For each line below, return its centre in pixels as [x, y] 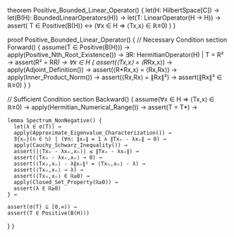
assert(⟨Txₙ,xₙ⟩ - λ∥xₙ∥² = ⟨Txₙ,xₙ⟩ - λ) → [80, 164]
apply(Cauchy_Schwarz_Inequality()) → [71, 145]
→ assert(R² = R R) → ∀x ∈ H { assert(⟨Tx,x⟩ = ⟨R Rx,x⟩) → [90, 62]
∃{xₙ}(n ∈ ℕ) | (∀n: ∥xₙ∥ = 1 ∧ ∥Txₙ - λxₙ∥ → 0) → [90, 139]
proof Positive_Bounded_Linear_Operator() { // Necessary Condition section [117, 39]
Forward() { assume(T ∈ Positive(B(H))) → [69, 47]
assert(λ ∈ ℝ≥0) [37, 188]
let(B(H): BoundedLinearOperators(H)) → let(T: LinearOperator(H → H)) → [114, 18]
